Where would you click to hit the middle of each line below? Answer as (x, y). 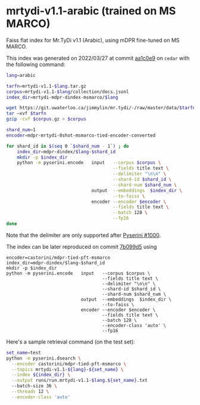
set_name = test (24, 353)
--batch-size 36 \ (35, 386)
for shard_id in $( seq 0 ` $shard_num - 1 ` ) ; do (68, 146)
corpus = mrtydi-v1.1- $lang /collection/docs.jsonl (68, 92)
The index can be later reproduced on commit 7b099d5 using (82, 246)
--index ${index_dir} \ (41, 375)
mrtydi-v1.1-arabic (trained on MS (91, 11)
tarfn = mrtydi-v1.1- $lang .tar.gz (46, 86)
